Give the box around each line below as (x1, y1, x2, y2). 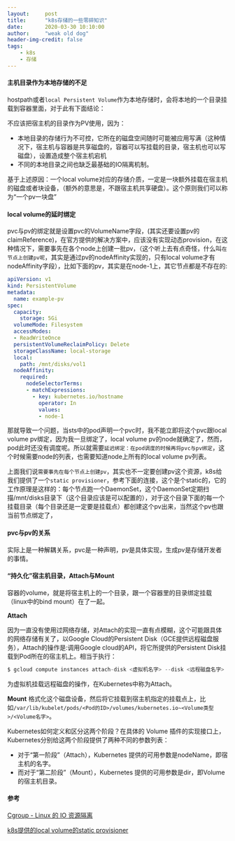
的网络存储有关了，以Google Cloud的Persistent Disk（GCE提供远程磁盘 (7, 634, 213, 643)
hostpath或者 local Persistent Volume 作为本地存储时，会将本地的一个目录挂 (7, 95, 227, 104)
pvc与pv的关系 (7, 528, 50, 537)
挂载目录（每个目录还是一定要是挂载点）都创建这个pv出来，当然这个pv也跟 (7, 502, 224, 511)
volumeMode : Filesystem (13, 322, 83, 329)
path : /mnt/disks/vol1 (20, 360, 86, 368)
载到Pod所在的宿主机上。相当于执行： (7, 652, 117, 660)
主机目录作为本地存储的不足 (7, 78, 87, 87)
